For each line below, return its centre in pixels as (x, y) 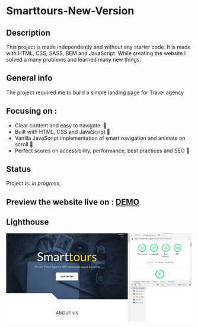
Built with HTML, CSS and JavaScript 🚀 (63, 132)
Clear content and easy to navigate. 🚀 (61, 125)
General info (29, 78)
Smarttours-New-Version (70, 11)
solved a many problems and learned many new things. (74, 60)
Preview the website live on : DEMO (73, 202)
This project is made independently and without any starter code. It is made (98, 47)
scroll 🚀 (24, 144)
